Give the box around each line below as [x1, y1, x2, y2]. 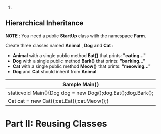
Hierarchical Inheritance [5, 19, 84, 28]
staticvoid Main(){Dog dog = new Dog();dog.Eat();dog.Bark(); [8, 89, 154, 96]
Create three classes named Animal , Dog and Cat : [5, 42, 114, 48]
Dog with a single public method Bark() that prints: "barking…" [12, 58, 146, 64]
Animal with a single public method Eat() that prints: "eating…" [12, 52, 146, 58]
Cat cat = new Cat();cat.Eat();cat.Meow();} [8, 97, 109, 104]
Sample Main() [62, 81, 99, 88]
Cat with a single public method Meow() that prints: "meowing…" [12, 63, 151, 69]
